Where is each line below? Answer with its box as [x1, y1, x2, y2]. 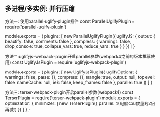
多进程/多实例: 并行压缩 [5, 4, 75, 13]
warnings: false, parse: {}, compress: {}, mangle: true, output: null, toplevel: [5, 74, 155, 80]
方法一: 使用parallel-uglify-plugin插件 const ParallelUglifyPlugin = [5, 18, 135, 24]
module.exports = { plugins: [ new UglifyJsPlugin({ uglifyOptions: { [5, 69, 138, 75]
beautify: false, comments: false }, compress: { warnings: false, [5, 38, 131, 44]
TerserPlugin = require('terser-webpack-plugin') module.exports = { [5, 95, 140, 101]
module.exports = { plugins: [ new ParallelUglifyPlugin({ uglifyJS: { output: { [5, 33, 156, 39]
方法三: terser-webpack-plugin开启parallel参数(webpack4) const [5, 89, 134, 95]
